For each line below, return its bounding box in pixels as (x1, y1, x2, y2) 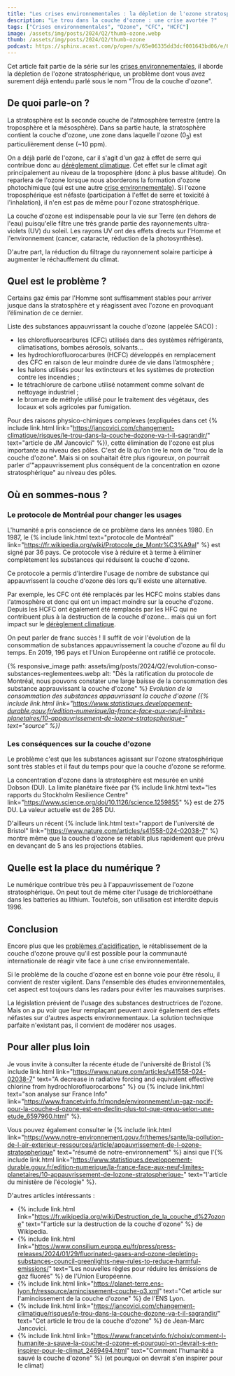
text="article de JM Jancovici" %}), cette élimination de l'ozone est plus (7, 439, 215, 447)
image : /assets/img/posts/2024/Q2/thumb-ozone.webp (7, 29, 161, 37)
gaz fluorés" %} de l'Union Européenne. (17, 1272, 133, 1280)
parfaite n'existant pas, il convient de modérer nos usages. (7, 1021, 177, 1030)
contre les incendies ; (17, 373, 80, 382)
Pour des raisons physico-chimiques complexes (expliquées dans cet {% (7, 416, 218, 425)
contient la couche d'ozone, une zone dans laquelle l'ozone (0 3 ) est (7, 130, 203, 141)
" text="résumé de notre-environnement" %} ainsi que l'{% (52, 1148, 224, 1156)
